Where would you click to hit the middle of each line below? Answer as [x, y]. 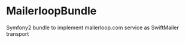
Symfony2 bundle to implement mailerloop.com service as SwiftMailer [93, 27]
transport [18, 33]
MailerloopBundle [51, 11]
